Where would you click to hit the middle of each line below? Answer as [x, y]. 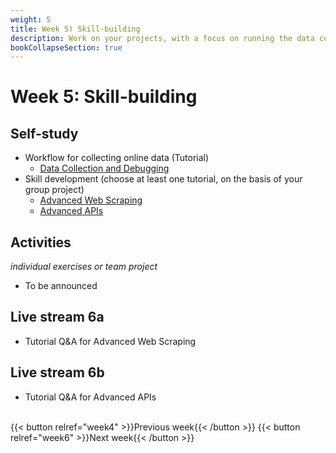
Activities [41, 242]
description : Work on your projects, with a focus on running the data [162, 38]
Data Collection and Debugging [104, 168]
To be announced [61, 286]
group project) [54, 190]
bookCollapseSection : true [66, 47]
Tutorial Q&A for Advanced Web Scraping [110, 341]
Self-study [44, 133]
